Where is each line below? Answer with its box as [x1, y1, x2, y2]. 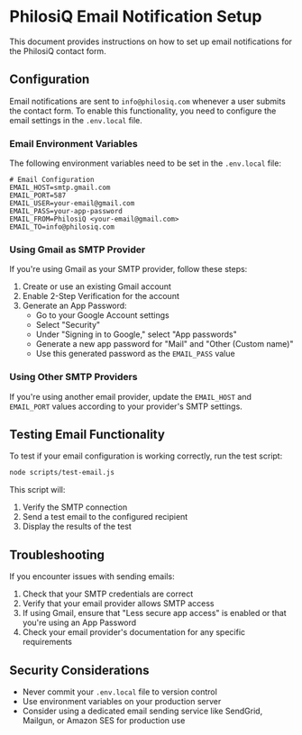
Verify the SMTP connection [22, 502, 128, 513]
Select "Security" [35, 320, 101, 331]
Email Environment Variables [9, 137, 138, 150]
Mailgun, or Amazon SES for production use [22, 714, 186, 726]
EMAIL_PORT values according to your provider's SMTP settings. [9, 401, 243, 412]
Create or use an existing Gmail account [22, 281, 171, 292]
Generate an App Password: [22, 300, 128, 312]
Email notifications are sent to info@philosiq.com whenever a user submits [9, 95, 286, 106]
